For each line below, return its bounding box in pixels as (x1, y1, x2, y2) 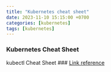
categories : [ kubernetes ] (6, 20, 70, 26)
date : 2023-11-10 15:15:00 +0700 (6, 14, 90, 20)
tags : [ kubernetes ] (6, 25, 55, 32)
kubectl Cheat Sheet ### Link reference (6, 59, 105, 66)
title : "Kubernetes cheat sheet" (6, 8, 90, 15)
